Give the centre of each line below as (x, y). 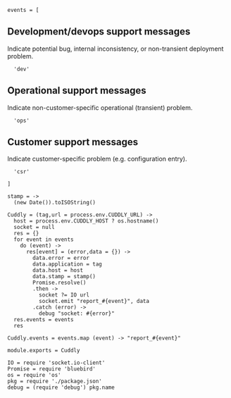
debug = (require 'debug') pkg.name (61, 387)
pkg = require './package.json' (55, 381)
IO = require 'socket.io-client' (56, 363)
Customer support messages (73, 142)
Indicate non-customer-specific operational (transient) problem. (100, 107)
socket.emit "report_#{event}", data (94, 301)
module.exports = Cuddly (44, 351)
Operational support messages (77, 91)
